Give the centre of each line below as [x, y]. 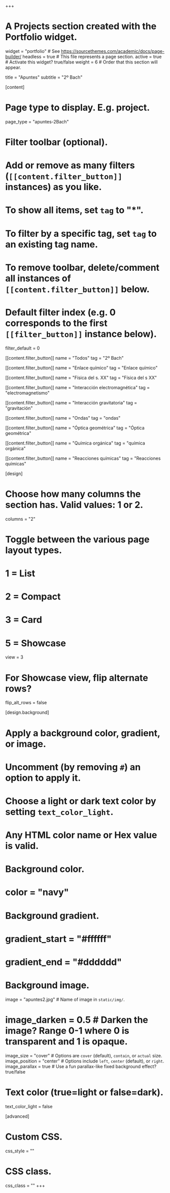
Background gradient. [52, 916]
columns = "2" [20, 519]
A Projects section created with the [81, 26]
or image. [26, 744]
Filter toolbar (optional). [57, 142]
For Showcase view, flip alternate [77, 678]
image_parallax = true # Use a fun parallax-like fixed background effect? [81, 1066]
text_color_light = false [29, 1106]
